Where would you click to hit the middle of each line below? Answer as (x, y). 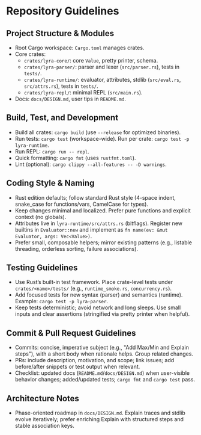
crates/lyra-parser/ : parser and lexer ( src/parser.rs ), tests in (102, 67)
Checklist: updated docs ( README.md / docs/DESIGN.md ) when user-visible (102, 373)
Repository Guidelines (63, 11)
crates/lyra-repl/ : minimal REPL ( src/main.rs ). (83, 92)
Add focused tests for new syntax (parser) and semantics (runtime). (99, 295)
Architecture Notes (43, 398)
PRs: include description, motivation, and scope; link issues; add (94, 360)
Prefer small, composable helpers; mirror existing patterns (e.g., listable (103, 242)
